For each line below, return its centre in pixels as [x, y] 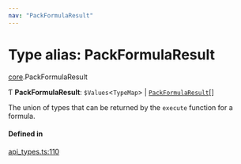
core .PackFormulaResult [48, 77]
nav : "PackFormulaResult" [51, 15]
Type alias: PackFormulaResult [112, 54]
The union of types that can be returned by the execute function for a [120, 107]
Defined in [26, 134]
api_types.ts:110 [34, 151]
